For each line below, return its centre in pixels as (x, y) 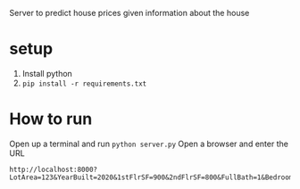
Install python (47, 73)
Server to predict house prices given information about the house (129, 13)
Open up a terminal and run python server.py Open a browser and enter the (149, 144)
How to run (51, 119)
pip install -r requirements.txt (84, 84)
